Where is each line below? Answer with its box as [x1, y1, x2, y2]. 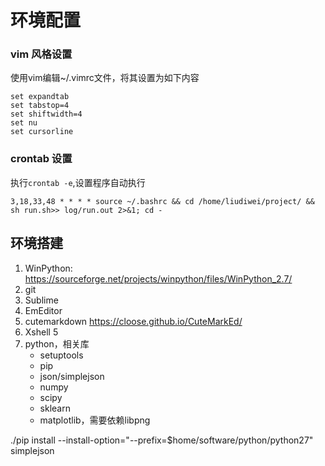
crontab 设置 [10, 152, 73, 166]
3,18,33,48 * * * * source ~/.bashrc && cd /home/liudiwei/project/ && [10, 196, 315, 206]
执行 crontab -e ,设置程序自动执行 [10, 176, 146, 188]
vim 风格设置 [10, 47, 73, 61]
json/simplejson [39, 370, 105, 382]
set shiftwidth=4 [10, 109, 83, 120]
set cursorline [10, 127, 74, 137]
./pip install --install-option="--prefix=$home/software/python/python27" [10, 434, 314, 446]
